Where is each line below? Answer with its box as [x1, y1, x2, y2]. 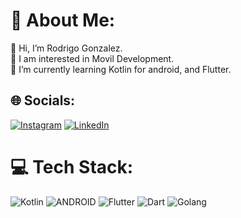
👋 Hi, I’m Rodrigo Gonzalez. [10, 42, 123, 54]
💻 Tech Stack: [10, 155, 134, 178]
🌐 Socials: [10, 92, 76, 109]
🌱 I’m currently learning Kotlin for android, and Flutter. [10, 63, 232, 75]
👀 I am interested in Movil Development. [10, 52, 175, 64]
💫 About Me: [10, 9, 116, 32]
